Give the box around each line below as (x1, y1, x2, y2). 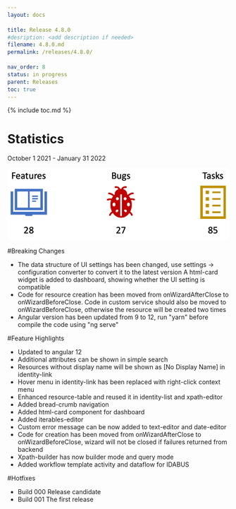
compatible (17, 282, 51, 291)
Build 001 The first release (17, 495, 94, 503)
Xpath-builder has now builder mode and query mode (17, 453, 174, 461)
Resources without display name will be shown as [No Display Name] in (17, 362, 225, 371)
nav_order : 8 (7, 64, 46, 71)
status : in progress (7, 71, 68, 78)
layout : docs (7, 11, 46, 18)
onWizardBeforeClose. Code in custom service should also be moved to (17, 297, 227, 306)
